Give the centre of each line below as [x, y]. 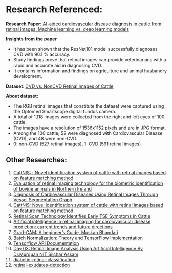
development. [28, 76]
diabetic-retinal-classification [44, 259]
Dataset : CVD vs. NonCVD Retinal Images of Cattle [60, 86]
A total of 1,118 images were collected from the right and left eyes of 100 [89, 117]
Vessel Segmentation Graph [43, 199]
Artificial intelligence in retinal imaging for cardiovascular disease [82, 221]
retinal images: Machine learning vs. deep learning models [68, 29]
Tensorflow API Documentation [46, 243]
